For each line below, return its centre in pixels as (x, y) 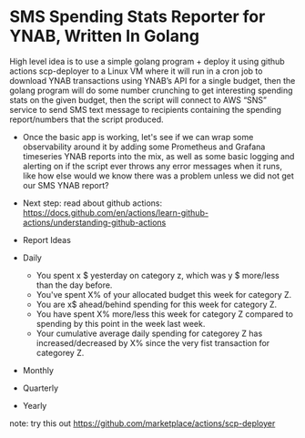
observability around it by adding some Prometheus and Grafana (144, 147)
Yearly (35, 405)
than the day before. (74, 285)
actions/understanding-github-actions (94, 222)
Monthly (38, 370)
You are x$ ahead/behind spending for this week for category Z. (157, 304)
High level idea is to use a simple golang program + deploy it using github (147, 61)
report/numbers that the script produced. (86, 119)
